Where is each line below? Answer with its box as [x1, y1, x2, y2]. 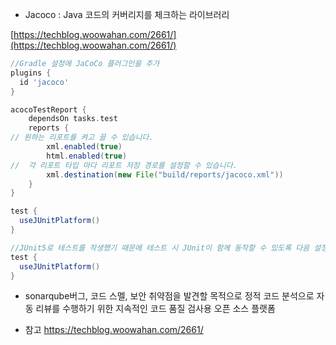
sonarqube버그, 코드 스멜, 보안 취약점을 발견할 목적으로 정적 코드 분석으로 [24, 290, 315, 302]
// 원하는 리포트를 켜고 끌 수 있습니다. [10, 133, 154, 143]
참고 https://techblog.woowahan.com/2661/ [24, 324, 204, 336]
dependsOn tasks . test [28, 114, 118, 124]
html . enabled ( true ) [46, 151, 128, 161]
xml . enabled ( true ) [46, 142, 123, 152]
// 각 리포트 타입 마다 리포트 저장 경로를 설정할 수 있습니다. [10, 160, 238, 170]
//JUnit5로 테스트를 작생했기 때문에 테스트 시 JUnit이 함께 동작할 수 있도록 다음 [10, 243, 310, 253]
